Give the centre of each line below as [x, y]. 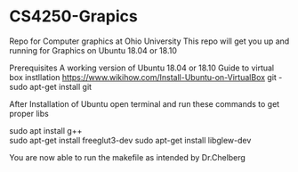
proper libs [29, 113]
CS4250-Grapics [73, 16]
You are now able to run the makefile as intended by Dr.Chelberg [128, 157]
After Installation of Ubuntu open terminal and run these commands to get [145, 103]
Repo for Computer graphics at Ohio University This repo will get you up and [149, 41]
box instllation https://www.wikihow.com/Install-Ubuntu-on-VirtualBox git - [146, 77]
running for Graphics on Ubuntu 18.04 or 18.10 [93, 50]
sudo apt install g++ [46, 130]
